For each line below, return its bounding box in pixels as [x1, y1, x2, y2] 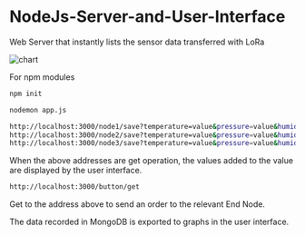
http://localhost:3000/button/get [9, 182, 141, 192]
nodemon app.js [9, 105, 67, 114]
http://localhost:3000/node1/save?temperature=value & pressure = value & [9, 122, 279, 131]
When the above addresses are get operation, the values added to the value [9, 155, 293, 166]
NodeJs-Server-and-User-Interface [9, 6, 286, 27]
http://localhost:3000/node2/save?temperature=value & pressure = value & [9, 130, 279, 140]
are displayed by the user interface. [9, 165, 143, 176]
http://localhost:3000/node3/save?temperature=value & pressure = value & [9, 139, 279, 148]
